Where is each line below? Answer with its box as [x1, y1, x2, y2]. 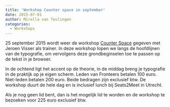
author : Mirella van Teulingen [5, 17, 72, 22]
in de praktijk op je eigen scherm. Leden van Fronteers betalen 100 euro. [5, 71, 157, 77]
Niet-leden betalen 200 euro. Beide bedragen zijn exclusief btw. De [5, 77, 146, 83]
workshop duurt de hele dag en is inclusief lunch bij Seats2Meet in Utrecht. [5, 82, 163, 88]
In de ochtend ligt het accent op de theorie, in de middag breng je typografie [5, 66, 165, 72]
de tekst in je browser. [5, 56, 52, 62]
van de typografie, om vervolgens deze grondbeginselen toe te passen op [5, 51, 160, 57]
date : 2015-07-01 [5, 12, 42, 17]
